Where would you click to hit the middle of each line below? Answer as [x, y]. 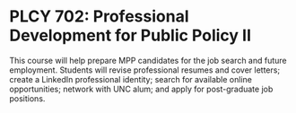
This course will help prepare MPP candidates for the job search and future [148, 60]
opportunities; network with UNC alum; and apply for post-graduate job [141, 89]
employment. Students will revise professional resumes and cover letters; [145, 70]
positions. [27, 98]
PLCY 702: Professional [99, 17]
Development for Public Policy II [131, 35]
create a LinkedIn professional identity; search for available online [131, 79]
